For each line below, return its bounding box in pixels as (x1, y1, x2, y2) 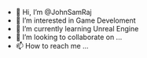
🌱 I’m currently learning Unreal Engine (15, 24, 139, 33)
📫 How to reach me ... (15, 42, 89, 50)
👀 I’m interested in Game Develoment (15, 16, 136, 25)
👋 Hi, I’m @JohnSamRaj (15, 8, 92, 16)
